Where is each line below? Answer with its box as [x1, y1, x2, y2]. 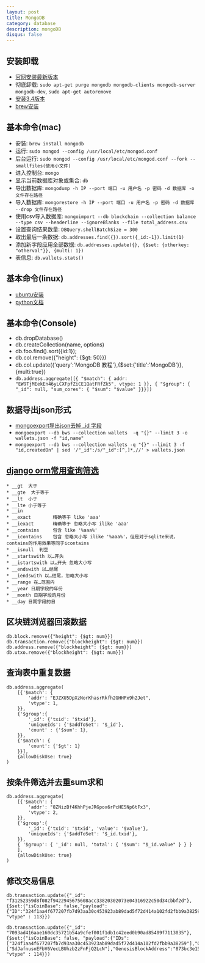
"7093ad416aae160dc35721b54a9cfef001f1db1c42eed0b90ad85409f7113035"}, [6, 930, 192, 936]
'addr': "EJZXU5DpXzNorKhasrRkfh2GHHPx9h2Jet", [28, 695, 151, 701]
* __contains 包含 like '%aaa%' [6, 527, 98, 533]
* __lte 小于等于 [6, 502, 47, 508]
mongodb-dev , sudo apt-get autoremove [15, 87, 112, 95]
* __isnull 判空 [6, 547, 49, 553]
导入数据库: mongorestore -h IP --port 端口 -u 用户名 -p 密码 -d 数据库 [15, 198, 195, 205]
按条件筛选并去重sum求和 [6, 777, 104, 788]
